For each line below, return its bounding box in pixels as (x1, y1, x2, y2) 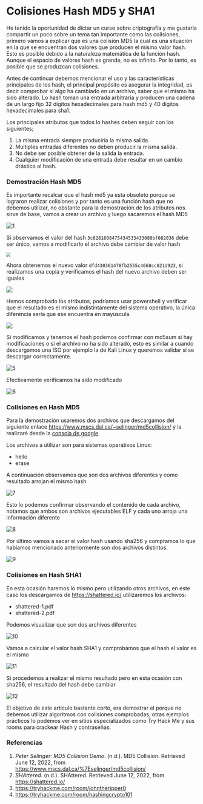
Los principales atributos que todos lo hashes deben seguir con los (6, 118, 174, 125)
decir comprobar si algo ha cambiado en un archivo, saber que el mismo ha (6, 87, 195, 94)
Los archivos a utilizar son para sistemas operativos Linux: (6, 441, 153, 449)
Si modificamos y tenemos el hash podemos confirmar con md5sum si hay (6, 333, 193, 340)
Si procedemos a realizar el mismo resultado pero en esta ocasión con (6, 674, 182, 682)
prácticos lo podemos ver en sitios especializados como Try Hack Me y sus (6, 717, 195, 724)
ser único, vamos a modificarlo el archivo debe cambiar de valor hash (6, 240, 181, 248)
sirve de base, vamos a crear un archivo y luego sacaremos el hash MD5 (6, 211, 188, 218)
